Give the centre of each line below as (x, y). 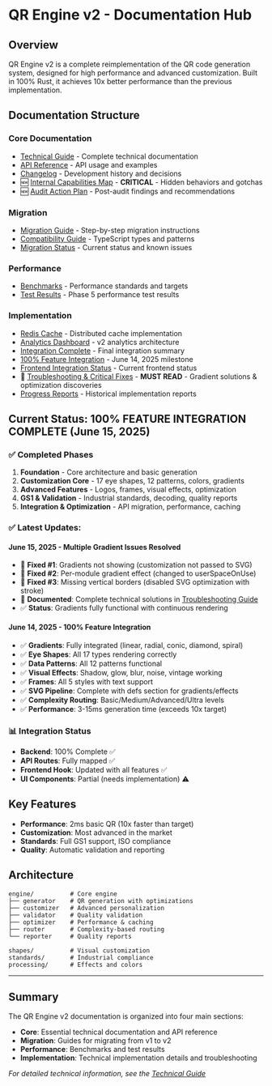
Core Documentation (50, 138)
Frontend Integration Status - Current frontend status (108, 368)
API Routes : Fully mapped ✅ (68, 760)
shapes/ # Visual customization (79, 950)
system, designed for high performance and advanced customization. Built (133, 73)
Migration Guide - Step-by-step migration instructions (110, 230)
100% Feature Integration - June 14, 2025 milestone (106, 359)
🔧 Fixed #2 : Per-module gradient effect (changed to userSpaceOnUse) (138, 573)
